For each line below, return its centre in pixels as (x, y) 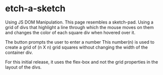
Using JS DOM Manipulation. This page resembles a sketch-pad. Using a (79, 22)
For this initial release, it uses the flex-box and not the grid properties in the (81, 62)
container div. (19, 52)
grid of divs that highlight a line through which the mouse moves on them (80, 27)
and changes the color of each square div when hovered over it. (70, 32)
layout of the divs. (23, 67)
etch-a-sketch (35, 9)
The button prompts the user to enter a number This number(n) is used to (80, 42)
